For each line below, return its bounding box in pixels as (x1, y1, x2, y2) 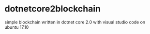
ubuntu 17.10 (4, 24, 29, 30)
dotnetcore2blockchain (4, 3, 101, 14)
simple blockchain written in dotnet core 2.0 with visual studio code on (4, 19, 146, 25)
